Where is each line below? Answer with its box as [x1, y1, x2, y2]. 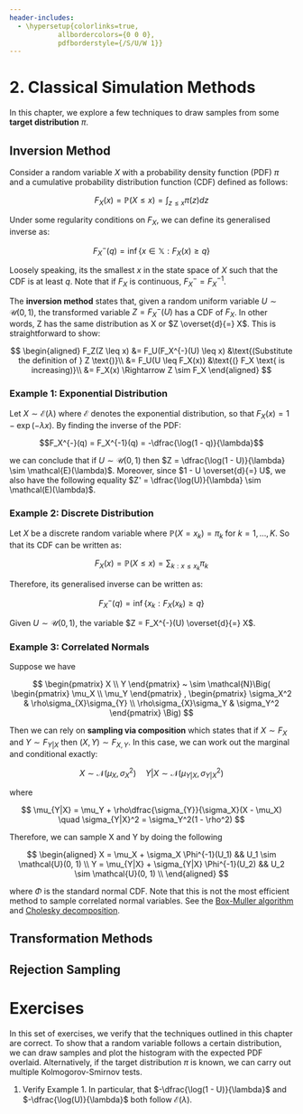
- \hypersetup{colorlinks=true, [17, 22, 140, 31]
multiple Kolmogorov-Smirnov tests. [9, 1066, 142, 1077]
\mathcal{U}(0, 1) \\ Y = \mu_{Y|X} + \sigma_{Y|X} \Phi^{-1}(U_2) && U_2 [17, 859, 286, 870]
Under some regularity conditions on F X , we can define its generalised [9, 214, 271, 227]
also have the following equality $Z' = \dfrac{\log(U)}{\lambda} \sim [9, 475, 262, 486]
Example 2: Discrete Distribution [9, 507, 155, 520]
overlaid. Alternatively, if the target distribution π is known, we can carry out [9, 1056, 291, 1067]
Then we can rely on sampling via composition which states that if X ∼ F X [9, 725, 288, 737]
